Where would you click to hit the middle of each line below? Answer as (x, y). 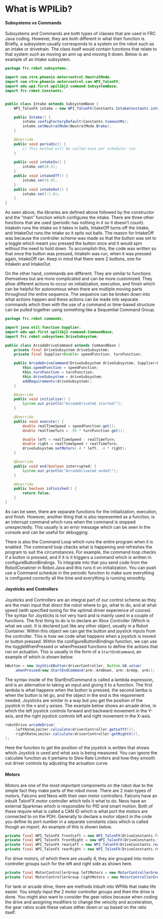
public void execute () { (39, 421)
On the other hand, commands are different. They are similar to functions (78, 273)
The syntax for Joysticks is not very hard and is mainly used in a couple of (79, 615)
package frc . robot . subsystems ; (37, 68)
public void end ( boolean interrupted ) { (55, 466)
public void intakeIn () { (40, 162)
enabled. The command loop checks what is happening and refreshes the (79, 547)
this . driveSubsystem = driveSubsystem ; (63, 377)
